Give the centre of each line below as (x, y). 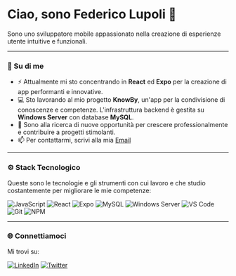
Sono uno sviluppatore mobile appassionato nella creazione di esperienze (114, 34)
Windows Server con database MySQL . (76, 117)
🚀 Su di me (26, 66)
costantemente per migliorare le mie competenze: (79, 190)
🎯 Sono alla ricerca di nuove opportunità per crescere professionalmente (123, 125)
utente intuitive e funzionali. (47, 41)
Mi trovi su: (24, 251)
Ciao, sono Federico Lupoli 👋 (92, 14)
